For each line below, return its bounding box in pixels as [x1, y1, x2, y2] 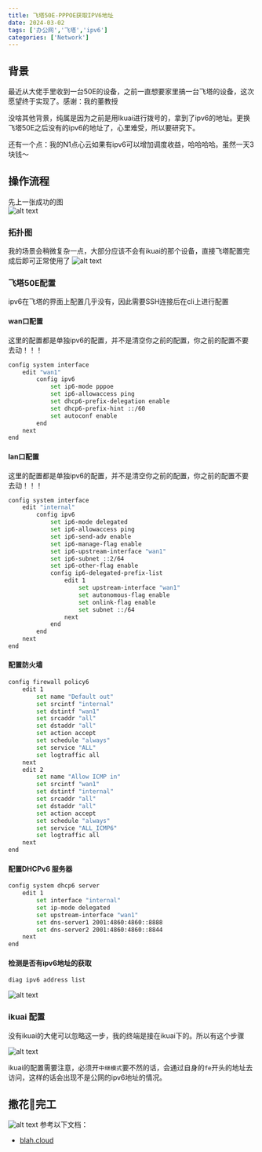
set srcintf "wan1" [36, 781, 100, 788]
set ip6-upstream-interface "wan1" [49, 547, 167, 555]
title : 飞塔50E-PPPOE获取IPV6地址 [8, 11, 114, 20]
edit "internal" [22, 503, 76, 511]
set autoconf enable [49, 411, 118, 420]
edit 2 [22, 766, 44, 773]
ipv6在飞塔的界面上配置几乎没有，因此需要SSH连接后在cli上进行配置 [8, 297, 229, 306]
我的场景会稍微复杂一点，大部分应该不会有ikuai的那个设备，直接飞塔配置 [8, 247, 243, 256]
